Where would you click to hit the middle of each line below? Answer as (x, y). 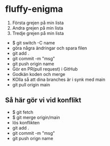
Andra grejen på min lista (37, 28)
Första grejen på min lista (38, 23)
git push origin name (33, 64)
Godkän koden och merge (39, 74)
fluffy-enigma (34, 9)
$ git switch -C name (34, 42)
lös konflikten (26, 122)
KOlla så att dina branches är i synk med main (59, 79)
